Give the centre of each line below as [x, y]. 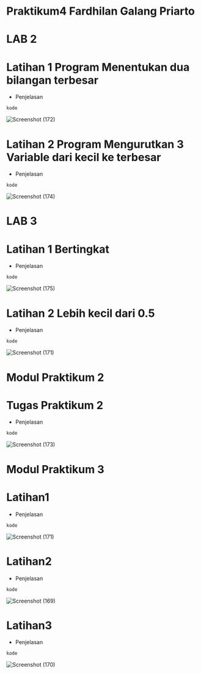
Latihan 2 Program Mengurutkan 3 [95, 144]
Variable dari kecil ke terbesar [84, 157]
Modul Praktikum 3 [55, 469]
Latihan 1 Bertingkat [58, 249]
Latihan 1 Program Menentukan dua [98, 67]
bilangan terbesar [53, 80]
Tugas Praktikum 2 [55, 405]
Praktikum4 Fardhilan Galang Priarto [101, 11]
